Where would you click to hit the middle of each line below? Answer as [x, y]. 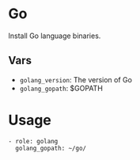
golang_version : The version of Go [76, 79]
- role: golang [33, 141]
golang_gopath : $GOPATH [61, 88]
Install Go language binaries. [55, 36]
